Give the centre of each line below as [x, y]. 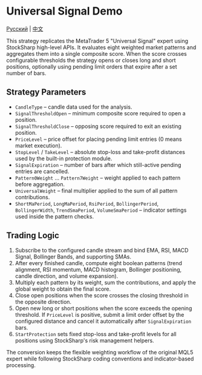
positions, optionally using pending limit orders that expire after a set [92, 66]
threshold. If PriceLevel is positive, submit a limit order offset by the [99, 314]
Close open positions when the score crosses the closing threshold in [102, 295]
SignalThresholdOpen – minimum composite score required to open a [100, 113]
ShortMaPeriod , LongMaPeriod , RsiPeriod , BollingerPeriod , [87, 203]
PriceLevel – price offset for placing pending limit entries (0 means [99, 139]
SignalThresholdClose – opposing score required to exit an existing [98, 126]
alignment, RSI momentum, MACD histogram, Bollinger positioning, [98, 269]
